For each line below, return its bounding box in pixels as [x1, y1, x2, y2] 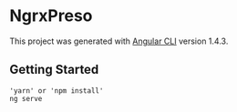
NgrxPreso [9, 5, 93, 26]
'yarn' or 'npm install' [9, 86, 104, 96]
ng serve [9, 94, 43, 103]
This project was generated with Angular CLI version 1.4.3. [9, 36, 229, 46]
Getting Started [9, 62, 99, 77]
